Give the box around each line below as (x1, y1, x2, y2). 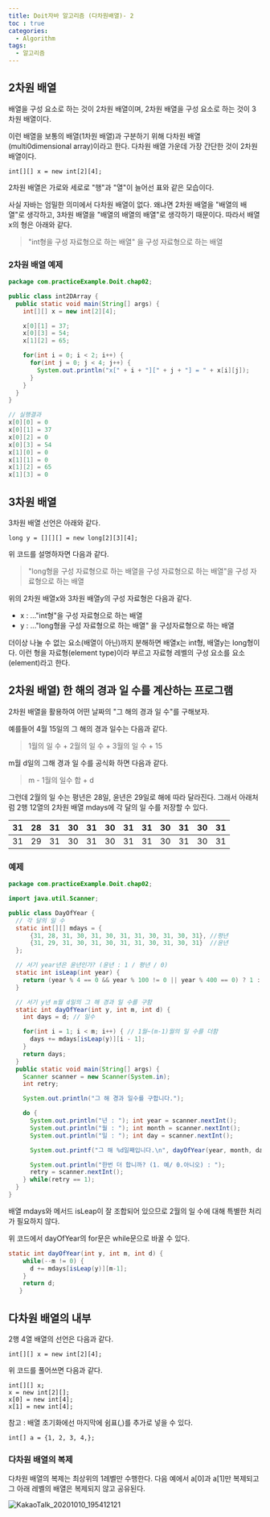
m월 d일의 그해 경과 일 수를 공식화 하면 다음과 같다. (8, 758, 169, 768)
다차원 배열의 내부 (8, 1311, 92, 1325)
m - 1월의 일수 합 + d (27, 775, 95, 785)
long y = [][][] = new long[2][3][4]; (8, 534, 138, 542)
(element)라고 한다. (8, 658, 71, 668)
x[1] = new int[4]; (8, 1403, 74, 1411)
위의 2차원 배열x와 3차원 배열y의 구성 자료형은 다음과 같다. (8, 594, 192, 603)
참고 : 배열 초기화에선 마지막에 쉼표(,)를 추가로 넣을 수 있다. (8, 1417, 193, 1427)
